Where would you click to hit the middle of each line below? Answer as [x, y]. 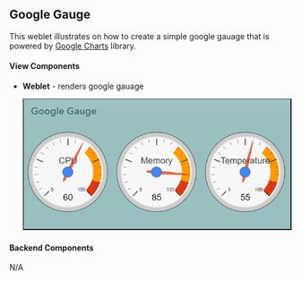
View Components [45, 66]
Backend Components [52, 247]
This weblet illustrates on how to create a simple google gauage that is [140, 36]
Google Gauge [50, 15]
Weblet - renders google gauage [83, 86]
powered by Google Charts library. [73, 46]
